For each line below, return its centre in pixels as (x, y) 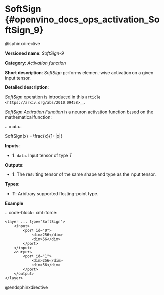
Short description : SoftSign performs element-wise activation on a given (79, 72)
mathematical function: (28, 117)
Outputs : (14, 165)
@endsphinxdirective (27, 287)
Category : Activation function (35, 63)
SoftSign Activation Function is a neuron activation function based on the (79, 112)
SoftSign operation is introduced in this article (53, 97)
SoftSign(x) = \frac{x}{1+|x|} (34, 136)
